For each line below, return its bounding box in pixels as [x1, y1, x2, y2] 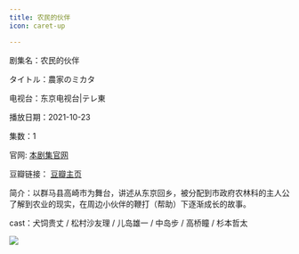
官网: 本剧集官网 [9, 149, 69, 160]
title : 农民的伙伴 [9, 12, 71, 22]
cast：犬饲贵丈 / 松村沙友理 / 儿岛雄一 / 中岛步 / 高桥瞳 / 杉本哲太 [9, 217, 248, 228]
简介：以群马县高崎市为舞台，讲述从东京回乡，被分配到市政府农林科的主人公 [9, 187, 290, 198]
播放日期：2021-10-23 [9, 111, 91, 122]
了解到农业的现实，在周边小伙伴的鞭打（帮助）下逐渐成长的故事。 [9, 198, 251, 209]
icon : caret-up [9, 21, 66, 30]
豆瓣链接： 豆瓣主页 [9, 168, 82, 179]
